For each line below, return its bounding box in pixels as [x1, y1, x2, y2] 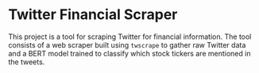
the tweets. [8, 57, 45, 67]
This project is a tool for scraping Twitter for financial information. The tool [8, 32, 252, 41]
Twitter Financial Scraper [8, 6, 178, 24]
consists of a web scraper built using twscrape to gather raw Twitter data [8, 40, 246, 49]
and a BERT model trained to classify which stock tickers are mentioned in [8, 48, 251, 58]
